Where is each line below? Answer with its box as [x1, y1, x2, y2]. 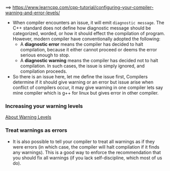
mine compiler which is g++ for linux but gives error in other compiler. [12, 90, 159, 96]
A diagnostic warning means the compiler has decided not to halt [20, 58, 158, 63]
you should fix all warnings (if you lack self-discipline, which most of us [12, 155, 162, 161]
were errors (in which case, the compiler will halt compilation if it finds [12, 144, 160, 150]
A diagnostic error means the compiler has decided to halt [20, 41, 144, 47]
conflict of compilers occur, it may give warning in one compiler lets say [12, 84, 163, 91]
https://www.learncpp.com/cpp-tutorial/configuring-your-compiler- [12, 5, 154, 10]
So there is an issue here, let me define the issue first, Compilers [12, 74, 148, 79]
